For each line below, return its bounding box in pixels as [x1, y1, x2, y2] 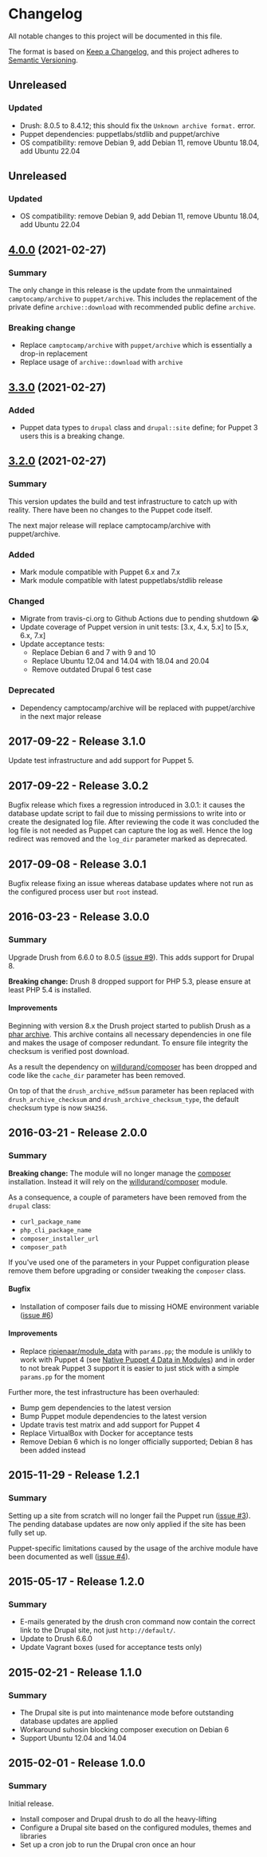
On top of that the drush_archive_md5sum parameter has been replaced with [8, 1085, 255, 1096]
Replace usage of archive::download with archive [19, 357, 183, 367]
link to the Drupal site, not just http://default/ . [19, 1625, 176, 1635]
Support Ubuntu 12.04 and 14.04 [19, 1733, 128, 1743]
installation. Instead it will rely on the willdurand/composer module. [8, 1176, 228, 1186]
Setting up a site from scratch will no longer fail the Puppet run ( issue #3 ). [8, 1511, 251, 1520]
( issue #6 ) [19, 1310, 54, 1320]
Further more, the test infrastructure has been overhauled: [8, 1387, 200, 1396]
